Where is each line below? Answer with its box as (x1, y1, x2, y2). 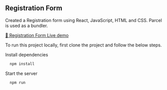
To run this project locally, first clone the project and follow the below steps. (5, 42, 162, 48)
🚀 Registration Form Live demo (5, 32, 69, 38)
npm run (10, 80, 26, 85)
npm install (10, 61, 35, 66)
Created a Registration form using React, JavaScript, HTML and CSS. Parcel (5, 17, 162, 23)
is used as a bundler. (5, 22, 48, 28)
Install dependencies (5, 51, 49, 57)
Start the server (5, 70, 38, 76)
